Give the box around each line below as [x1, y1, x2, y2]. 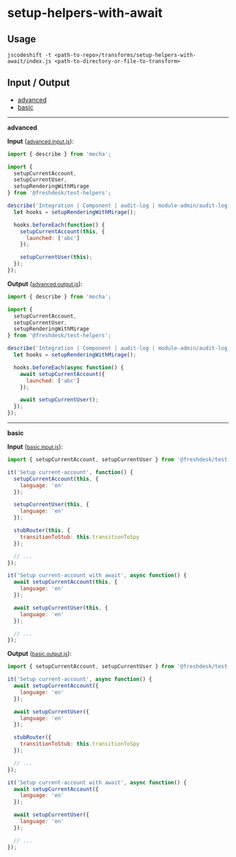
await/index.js [7, 58, 52, 65]
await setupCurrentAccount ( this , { [13, 579, 118, 586]
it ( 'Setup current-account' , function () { [7, 468, 133, 476]
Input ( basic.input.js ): [7, 442, 63, 451]
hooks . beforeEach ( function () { [13, 221, 105, 228]
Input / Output [7, 77, 70, 89]
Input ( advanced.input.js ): [7, 137, 74, 145]
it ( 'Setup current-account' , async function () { [7, 676, 152, 683]
